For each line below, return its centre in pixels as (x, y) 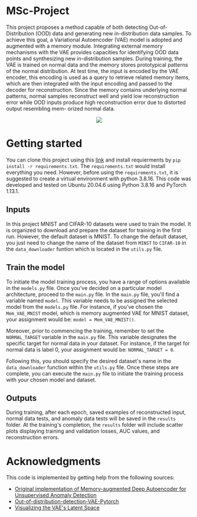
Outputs (22, 398)
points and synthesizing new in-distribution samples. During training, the (94, 58)
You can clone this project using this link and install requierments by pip (93, 160)
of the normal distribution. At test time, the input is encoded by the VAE (92, 71)
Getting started (44, 144)
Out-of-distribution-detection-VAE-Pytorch (67, 502)
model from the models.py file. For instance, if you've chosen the (85, 307)
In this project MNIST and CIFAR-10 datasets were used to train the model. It (99, 224)
